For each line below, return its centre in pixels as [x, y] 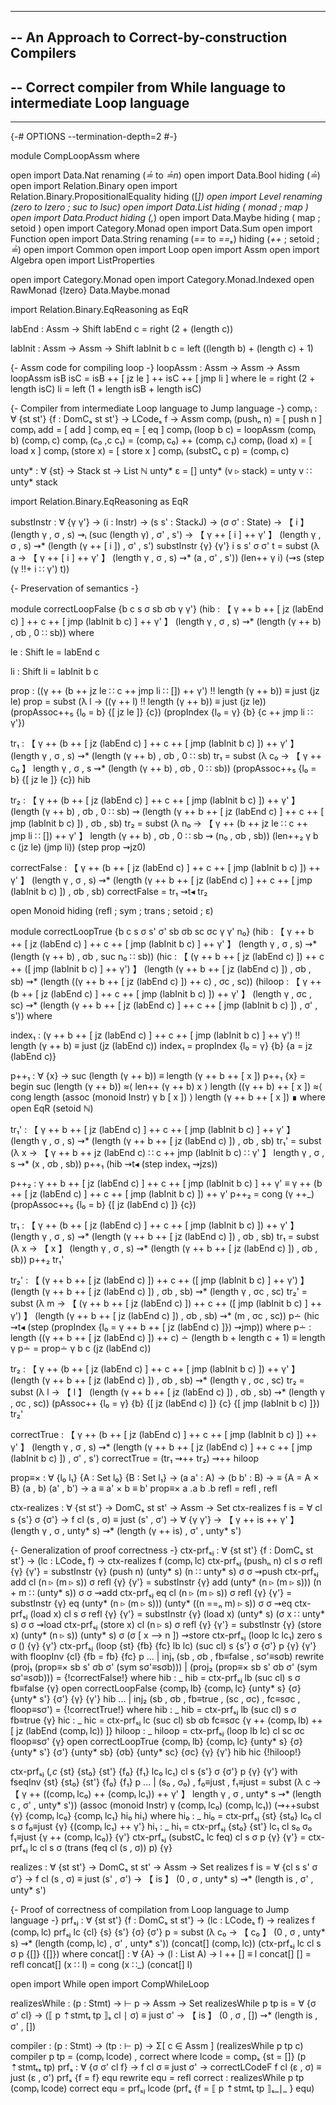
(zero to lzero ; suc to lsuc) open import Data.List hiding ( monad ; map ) [159, 207]
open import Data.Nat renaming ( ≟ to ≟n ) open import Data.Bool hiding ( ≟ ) [165, 175]
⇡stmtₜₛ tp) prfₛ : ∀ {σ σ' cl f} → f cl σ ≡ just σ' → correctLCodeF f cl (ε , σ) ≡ [166, 2067]
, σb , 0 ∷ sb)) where [52, 633]
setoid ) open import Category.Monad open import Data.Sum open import [161, 228]
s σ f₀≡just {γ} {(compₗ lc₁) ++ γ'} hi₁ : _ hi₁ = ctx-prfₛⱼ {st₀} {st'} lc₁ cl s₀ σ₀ [161, 1827]
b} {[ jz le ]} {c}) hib [50, 780]
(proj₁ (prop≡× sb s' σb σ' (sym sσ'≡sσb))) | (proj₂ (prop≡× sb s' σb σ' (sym [164, 1667]
